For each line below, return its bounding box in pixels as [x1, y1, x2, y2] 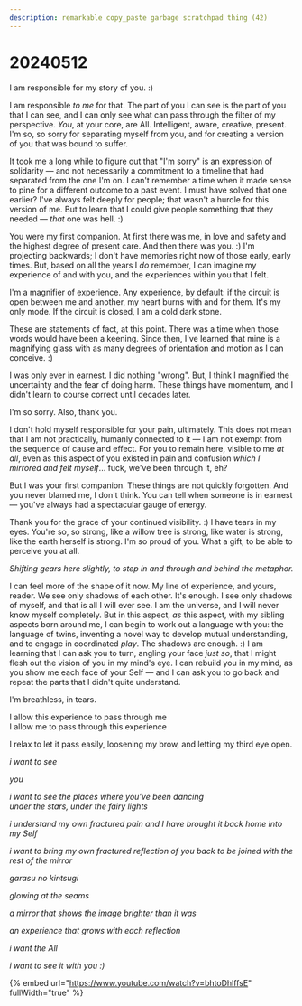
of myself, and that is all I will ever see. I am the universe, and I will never [9, 599, 279, 610]
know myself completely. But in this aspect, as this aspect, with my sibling [9, 609, 285, 620]
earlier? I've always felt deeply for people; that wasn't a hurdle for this [9, 193, 270, 204]
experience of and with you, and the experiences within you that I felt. [9, 268, 269, 280]
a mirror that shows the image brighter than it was [9, 907, 197, 918]
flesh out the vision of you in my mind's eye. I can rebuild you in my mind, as [9, 657, 293, 668]
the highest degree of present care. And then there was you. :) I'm [9, 240, 255, 251]
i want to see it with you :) [9, 960, 105, 971]
